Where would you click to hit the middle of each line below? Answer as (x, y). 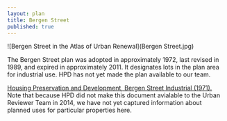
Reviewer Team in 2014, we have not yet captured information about (105, 103)
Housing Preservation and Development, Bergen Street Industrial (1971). (110, 88)
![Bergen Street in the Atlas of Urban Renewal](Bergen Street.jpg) (101, 47)
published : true (31, 26)
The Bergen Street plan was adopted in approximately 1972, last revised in (113, 60)
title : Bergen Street (39, 20)
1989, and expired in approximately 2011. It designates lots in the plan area (113, 67)
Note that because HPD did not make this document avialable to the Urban (114, 95)
